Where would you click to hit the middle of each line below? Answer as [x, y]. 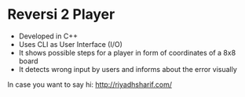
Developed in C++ [48, 36]
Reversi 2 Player [61, 14]
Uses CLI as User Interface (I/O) [71, 44]
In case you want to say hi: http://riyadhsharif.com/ [90, 84]
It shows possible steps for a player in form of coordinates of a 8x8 [127, 52]
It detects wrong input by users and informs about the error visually [128, 69]
